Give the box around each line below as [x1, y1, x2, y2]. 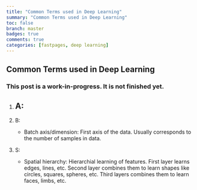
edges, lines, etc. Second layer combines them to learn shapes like [23, 164, 190, 171]
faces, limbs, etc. [23, 177, 67, 184]
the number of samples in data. [23, 135, 102, 141]
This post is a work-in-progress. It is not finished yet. [6, 82, 164, 91]
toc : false [6, 20, 34, 26]
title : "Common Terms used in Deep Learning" [6, 8, 122, 15]
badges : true [6, 31, 39, 37]
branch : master [6, 25, 44, 32]
